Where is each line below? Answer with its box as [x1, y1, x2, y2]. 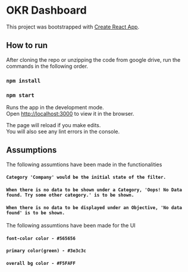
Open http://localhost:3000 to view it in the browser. [6, 110, 134, 117]
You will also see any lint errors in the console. [6, 128, 120, 135]
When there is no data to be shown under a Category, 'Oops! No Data [6, 186, 183, 193]
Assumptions [6, 145, 57, 155]
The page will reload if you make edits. [6, 121, 101, 128]
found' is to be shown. [6, 210, 65, 216]
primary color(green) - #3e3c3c [6, 248, 86, 254]
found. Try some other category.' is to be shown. [6, 192, 134, 198]
